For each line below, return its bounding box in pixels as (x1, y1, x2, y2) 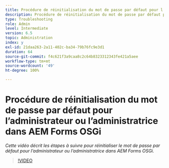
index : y (5, 40, 24, 45)
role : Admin (5, 21, 30, 27)
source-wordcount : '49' (5, 63, 55, 68)
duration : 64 (5, 49, 33, 54)
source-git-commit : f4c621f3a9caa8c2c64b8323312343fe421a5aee (5, 54, 138, 59)
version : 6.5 (5, 31, 33, 36)
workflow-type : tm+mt (5, 59, 51, 64)
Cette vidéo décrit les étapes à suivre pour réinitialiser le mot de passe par (5, 142, 160, 148)
